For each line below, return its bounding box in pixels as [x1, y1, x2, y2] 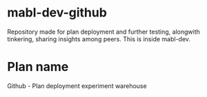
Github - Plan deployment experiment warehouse [7, 81, 147, 90]
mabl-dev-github [7, 5, 107, 21]
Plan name [7, 59, 69, 75]
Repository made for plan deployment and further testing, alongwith [7, 28, 200, 36]
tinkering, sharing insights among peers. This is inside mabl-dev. [7, 34, 191, 43]
